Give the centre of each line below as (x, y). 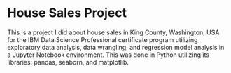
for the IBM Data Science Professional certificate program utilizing (103, 39)
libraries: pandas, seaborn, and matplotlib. (68, 62)
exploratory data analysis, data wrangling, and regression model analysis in (116, 47)
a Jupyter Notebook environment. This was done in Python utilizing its (108, 55)
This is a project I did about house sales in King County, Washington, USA (113, 32)
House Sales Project (67, 13)
